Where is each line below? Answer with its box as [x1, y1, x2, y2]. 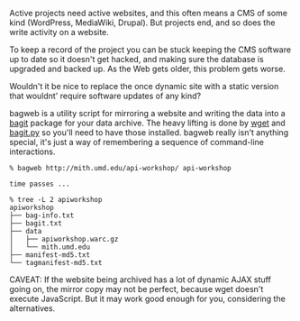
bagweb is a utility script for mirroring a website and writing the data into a [9, 108, 286, 118]
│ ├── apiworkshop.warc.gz [9, 234, 119, 243]
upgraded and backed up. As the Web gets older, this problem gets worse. [9, 63, 286, 74]
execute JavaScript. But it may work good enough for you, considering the [9, 293, 286, 304]
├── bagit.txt [9, 219, 63, 228]
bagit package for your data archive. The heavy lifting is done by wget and [9, 117, 286, 128]
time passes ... [9, 179, 70, 188]
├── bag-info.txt [9, 211, 75, 220]
